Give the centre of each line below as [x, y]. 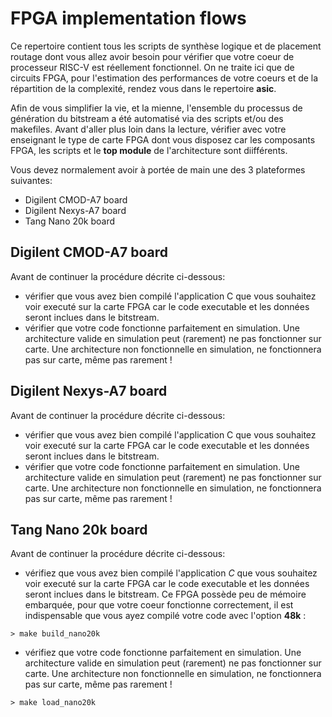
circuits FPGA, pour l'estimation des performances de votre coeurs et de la [164, 78]
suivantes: [31, 180]
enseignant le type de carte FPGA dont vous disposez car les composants [163, 139]
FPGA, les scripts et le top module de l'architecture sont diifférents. [149, 150]
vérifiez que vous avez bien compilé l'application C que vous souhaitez [171, 573]
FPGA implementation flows [128, 18]
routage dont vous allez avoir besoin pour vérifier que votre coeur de [152, 56]
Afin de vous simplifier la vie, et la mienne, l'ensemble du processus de [156, 108]
